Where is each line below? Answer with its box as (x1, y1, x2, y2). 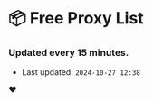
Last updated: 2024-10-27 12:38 (21, 67, 141, 78)
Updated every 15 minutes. (8, 47, 129, 60)
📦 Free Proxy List (8, 8, 144, 29)
